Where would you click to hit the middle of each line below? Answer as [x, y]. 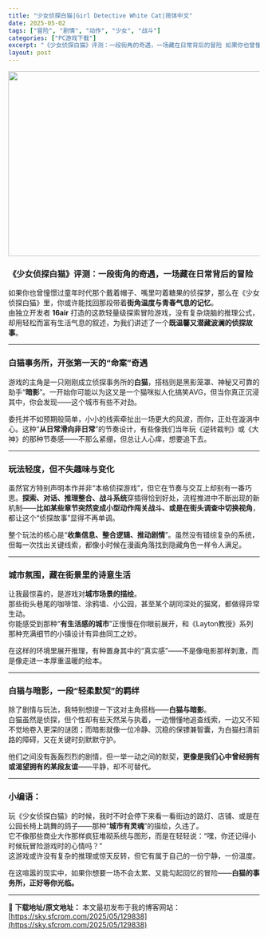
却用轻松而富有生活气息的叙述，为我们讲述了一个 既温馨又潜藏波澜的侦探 [127, 323]
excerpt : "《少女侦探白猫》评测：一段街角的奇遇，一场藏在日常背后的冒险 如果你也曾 [132, 46]
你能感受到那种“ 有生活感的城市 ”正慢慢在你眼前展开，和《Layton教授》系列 [131, 624]
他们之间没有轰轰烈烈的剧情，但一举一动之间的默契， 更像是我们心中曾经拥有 [134, 756]
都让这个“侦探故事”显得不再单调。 [64, 518]
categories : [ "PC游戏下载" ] [53, 38]
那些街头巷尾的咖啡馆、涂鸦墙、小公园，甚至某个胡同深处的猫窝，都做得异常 [134, 604]
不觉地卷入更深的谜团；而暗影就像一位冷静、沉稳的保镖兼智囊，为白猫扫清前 [134, 730]
